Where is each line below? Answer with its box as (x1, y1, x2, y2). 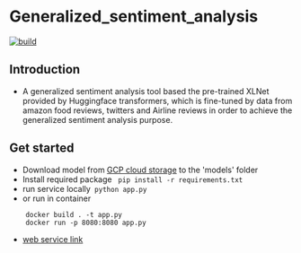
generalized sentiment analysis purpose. (22, 114, 173, 125)
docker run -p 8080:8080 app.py (25, 218, 146, 227)
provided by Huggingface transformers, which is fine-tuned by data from (22, 95, 293, 106)
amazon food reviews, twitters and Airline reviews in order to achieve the (22, 105, 293, 116)
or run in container (22, 193, 92, 204)
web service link (22, 233, 84, 244)
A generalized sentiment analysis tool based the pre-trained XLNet (22, 85, 270, 96)
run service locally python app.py (22, 183, 147, 194)
